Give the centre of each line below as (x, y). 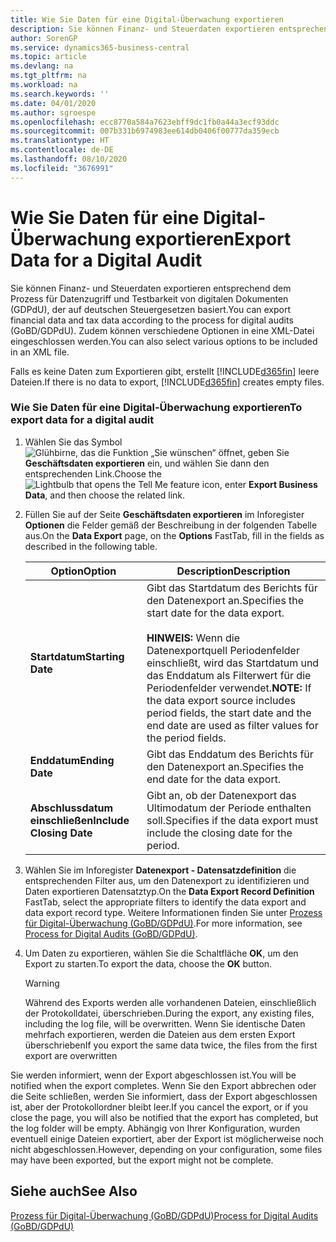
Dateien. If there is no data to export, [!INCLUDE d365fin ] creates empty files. (167, 382)
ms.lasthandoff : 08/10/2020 (69, 159)
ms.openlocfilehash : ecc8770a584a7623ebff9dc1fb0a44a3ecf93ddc (145, 122)
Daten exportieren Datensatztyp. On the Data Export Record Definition (169, 891)
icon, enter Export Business (259, 484)
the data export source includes (221, 700)
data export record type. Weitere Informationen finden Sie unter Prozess (173, 912)
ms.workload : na (44, 85)
